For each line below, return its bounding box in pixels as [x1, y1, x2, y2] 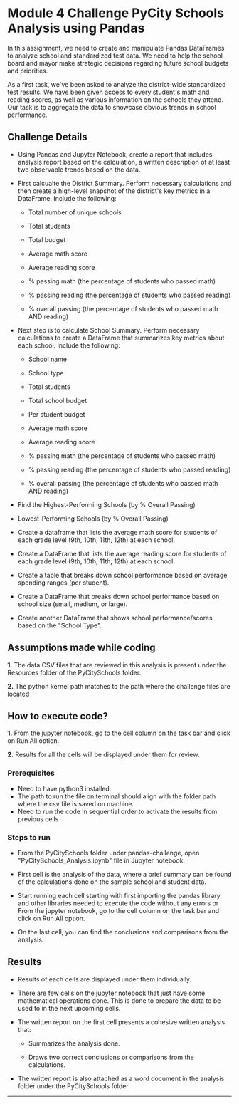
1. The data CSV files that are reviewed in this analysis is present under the [7, 660, 227, 669]
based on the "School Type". [17, 621, 102, 630]
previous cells [17, 814, 59, 823]
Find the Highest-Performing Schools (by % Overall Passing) [17, 500, 196, 509]
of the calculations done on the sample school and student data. [17, 878, 206, 886]
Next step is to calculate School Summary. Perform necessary [17, 326, 200, 334]
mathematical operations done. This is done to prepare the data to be [17, 996, 221, 1005]
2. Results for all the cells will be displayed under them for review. [7, 750, 200, 759]
